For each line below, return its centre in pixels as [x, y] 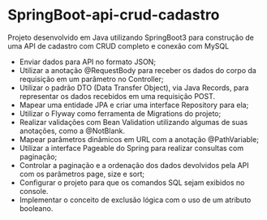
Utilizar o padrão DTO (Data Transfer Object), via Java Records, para [134, 88]
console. [34, 191]
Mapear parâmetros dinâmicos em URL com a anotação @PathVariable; [139, 139]
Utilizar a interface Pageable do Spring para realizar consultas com [131, 148]
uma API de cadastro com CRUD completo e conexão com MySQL [118, 45]
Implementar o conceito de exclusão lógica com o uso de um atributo [135, 200]
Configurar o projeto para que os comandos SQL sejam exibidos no [132, 182]
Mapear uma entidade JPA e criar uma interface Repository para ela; [134, 105]
